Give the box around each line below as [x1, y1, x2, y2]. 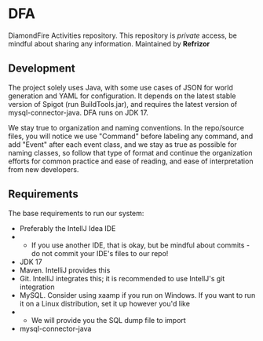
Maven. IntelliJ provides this [19, 265, 111, 275]
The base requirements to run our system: [8, 208, 144, 218]
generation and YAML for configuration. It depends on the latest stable [8, 91, 236, 101]
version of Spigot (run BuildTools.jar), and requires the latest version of [8, 99, 238, 108]
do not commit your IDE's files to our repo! [31, 248, 169, 258]
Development [8, 62, 76, 75]
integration [19, 282, 55, 291]
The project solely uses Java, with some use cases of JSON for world [8, 82, 234, 92]
